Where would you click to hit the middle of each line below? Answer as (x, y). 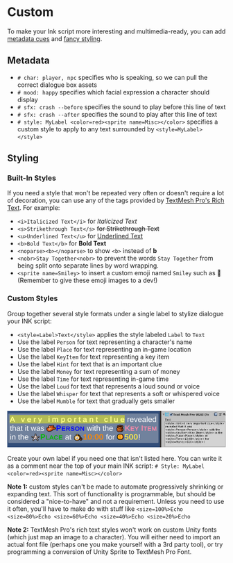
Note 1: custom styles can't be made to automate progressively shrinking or (115, 487)
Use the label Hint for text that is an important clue (89, 364)
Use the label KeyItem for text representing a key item (93, 357)
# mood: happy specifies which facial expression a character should (113, 92)
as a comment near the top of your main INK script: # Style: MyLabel (106, 466)
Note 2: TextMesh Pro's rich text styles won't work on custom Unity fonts (112, 530)
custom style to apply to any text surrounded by (86, 129)
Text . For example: (34, 208)
